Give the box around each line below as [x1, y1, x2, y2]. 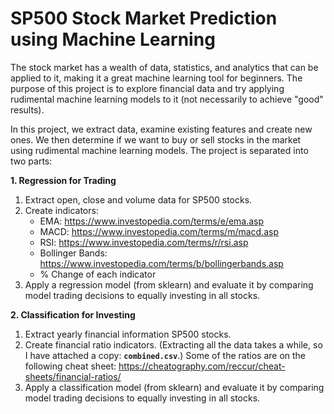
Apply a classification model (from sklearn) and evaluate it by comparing [24, 381, 325, 393]
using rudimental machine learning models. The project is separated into [10, 144, 309, 156]
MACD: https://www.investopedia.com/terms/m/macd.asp [39, 225, 280, 237]
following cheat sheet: [24, 360, 117, 372]
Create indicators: [24, 204, 99, 216]
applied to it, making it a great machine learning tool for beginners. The [10, 72, 303, 84]
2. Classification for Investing [10, 308, 136, 321]
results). [10, 103, 45, 116]
